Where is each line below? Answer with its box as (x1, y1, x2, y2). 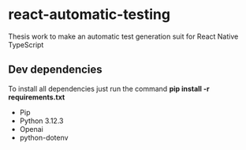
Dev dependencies (8, 63, 102, 77)
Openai (19, 124, 43, 133)
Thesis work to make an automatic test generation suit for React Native (8, 32, 239, 41)
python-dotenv (19, 133, 69, 142)
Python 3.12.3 (19, 116, 64, 126)
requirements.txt (8, 92, 65, 102)
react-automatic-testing (8, 6, 171, 24)
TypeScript (8, 39, 44, 49)
